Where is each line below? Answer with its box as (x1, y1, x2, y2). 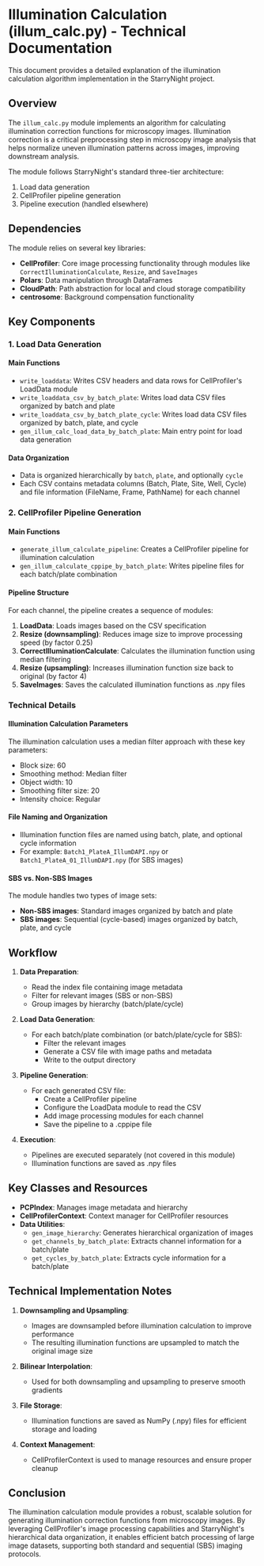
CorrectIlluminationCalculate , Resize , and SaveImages (19, 267, 198, 276)
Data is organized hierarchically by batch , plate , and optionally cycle (19, 471, 243, 480)
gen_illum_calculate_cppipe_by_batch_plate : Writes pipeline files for (19, 561, 245, 571)
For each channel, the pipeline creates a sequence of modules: (8, 605, 213, 615)
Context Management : (19, 1439, 96, 1449)
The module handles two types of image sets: (8, 891, 157, 901)
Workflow (8, 946, 58, 959)
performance (31, 1329, 75, 1339)
